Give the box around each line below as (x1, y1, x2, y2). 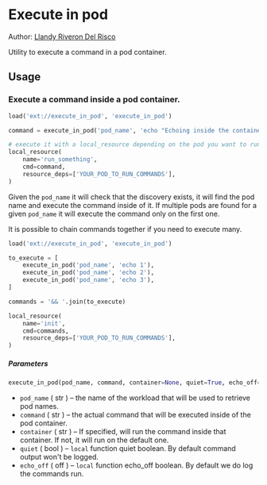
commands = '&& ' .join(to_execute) (8, 298, 126, 306)
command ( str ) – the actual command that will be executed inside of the (19, 410, 252, 419)
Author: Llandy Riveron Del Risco (8, 32, 116, 41)
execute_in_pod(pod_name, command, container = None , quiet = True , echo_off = (8, 379, 261, 387)
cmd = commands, (22, 327, 69, 335)
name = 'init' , (22, 319, 66, 327)
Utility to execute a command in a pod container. (8, 47, 167, 56)
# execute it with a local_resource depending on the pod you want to (8, 140, 247, 148)
